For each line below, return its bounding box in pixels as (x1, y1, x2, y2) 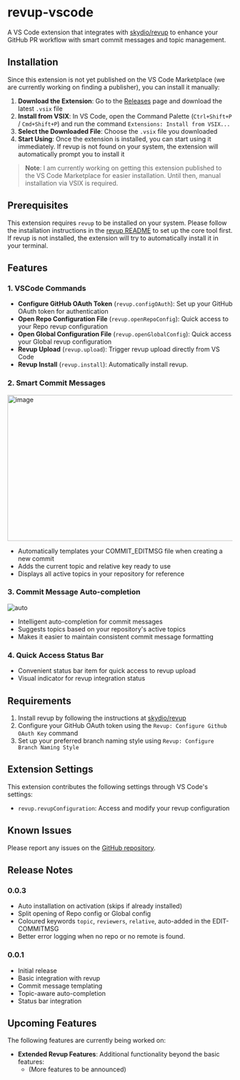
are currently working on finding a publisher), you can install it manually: (7, 83, 220, 91)
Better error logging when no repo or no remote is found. (17, 932, 186, 941)
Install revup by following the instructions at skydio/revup (17, 714, 187, 722)
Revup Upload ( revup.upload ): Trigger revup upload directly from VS (17, 345, 220, 354)
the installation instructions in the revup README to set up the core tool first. (7, 226, 233, 234)
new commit (17, 554, 55, 563)
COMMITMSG (17, 924, 59, 933)
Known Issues (7, 824, 72, 836)
